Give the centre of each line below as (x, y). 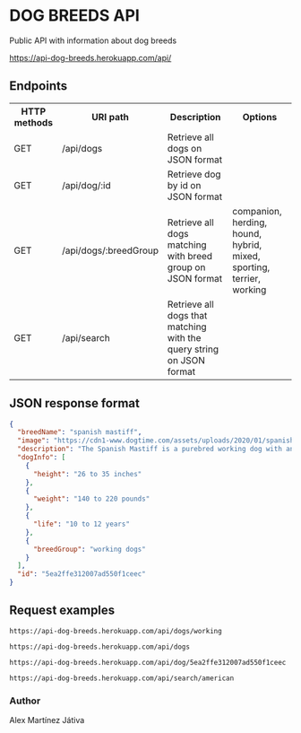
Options (260, 117)
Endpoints (39, 86)
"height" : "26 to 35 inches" (87, 474)
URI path (110, 117)
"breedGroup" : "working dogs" (89, 549)
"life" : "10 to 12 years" (81, 524)
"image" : (34, 441)
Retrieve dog (194, 174)
